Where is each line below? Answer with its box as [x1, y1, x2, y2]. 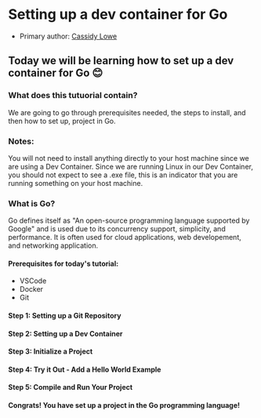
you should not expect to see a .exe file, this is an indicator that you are [8, 170, 238, 180]
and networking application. [8, 241, 99, 250]
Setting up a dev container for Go [8, 5, 228, 24]
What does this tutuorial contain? [8, 90, 138, 101]
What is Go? [8, 198, 56, 209]
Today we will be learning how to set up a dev [8, 54, 234, 67]
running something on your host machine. [8, 178, 143, 187]
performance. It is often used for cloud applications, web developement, [8, 233, 241, 242]
